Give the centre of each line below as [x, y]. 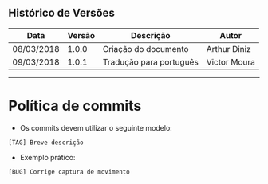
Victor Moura [231, 61]
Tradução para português [151, 61]
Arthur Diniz [229, 49]
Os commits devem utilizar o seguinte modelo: [96, 127]
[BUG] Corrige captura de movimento [69, 172]
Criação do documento [146, 49]
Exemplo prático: [47, 157]
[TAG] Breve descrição [46, 143]
